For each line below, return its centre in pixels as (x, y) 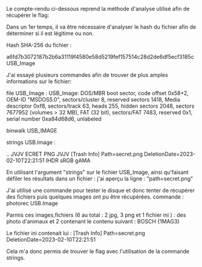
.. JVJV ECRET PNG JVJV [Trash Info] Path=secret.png (75, 154)
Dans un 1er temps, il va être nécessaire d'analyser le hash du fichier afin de (101, 27)
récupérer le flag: (28, 15)
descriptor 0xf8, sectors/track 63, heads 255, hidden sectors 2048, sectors (100, 106)
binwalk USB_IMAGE (32, 130)
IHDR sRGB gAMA (68, 160)
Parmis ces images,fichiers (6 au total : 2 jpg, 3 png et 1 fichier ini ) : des (96, 215)
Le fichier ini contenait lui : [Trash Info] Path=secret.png (76, 233)
